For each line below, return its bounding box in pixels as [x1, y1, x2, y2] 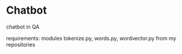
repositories [6, 41, 35, 48]
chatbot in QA [6, 23, 40, 30]
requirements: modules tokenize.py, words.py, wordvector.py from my [6, 34, 177, 42]
